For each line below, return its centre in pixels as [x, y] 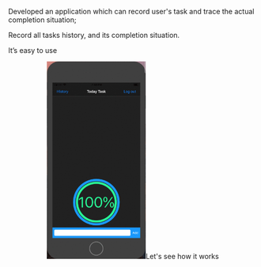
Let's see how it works [182, 256]
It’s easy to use [33, 50]
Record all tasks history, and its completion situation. [94, 35]
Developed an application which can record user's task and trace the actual [131, 11]
